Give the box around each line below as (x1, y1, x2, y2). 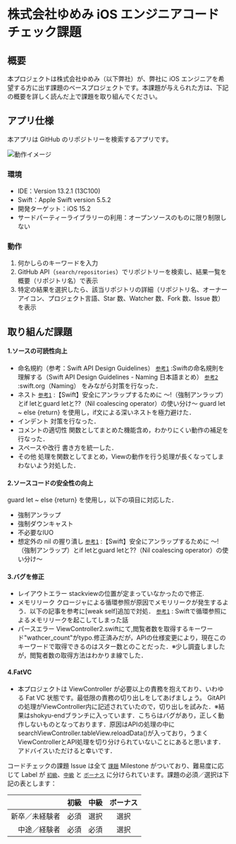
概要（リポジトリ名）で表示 (17, 276, 99, 285)
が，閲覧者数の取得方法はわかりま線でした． (17, 651, 147, 660)
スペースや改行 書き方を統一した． (17, 443, 118, 452)
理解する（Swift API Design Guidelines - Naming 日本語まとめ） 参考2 (17, 373, 218, 381)
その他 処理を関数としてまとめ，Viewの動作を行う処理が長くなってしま (17, 452, 224, 460)
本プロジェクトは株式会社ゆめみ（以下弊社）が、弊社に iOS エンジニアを (7, 75, 218, 83)
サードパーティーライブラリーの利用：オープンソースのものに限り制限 (17, 213, 221, 222)
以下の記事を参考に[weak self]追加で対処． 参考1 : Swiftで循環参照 (29, 607, 221, 616)
